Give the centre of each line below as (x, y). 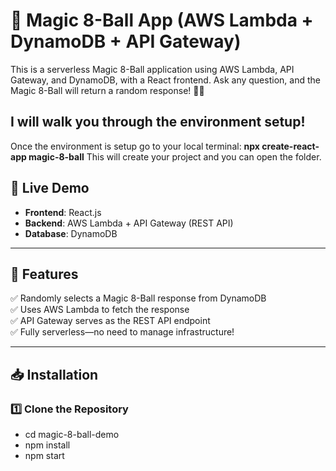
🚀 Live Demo (50, 188)
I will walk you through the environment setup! (158, 122)
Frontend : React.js (63, 212)
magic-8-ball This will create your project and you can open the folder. (175, 156)
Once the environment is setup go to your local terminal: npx (135, 146)
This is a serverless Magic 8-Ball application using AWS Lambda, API (152, 69)
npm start (44, 456)
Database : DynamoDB (71, 233)
